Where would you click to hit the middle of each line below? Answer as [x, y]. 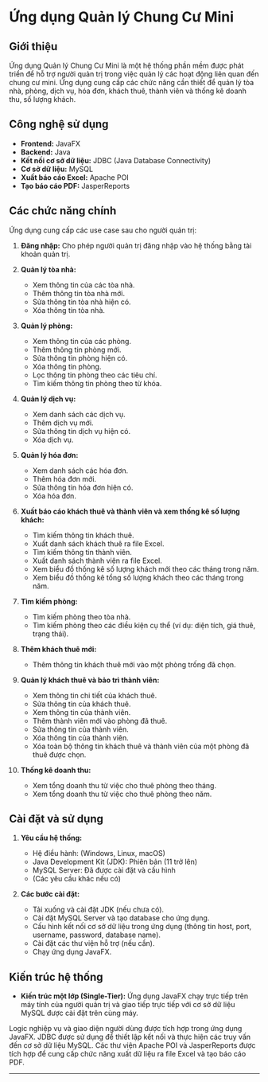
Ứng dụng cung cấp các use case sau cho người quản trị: [103, 230]
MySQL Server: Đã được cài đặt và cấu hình [104, 870]
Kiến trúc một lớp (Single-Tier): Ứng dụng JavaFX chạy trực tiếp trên [134, 996]
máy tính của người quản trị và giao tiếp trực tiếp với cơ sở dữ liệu [128, 1005]
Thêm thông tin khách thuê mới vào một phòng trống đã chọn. [134, 664]
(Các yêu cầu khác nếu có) [77, 879]
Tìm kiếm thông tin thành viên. [82, 552]
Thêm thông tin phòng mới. [77, 350]
